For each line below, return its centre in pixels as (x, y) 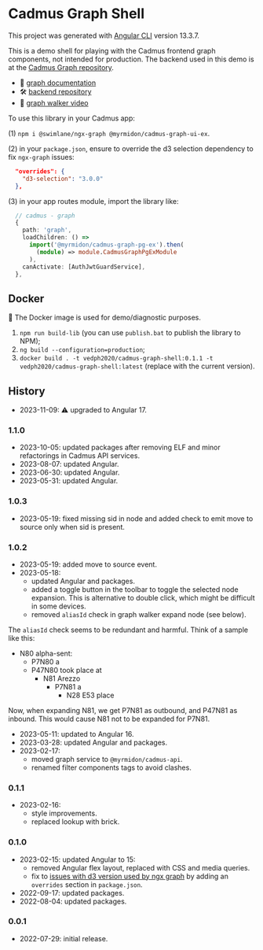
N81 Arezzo (62, 678)
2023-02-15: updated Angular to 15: (77, 859)
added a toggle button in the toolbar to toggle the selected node (135, 589)
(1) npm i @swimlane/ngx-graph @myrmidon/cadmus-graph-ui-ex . (109, 133)
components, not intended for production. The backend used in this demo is (131, 59)
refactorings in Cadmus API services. (79, 456)
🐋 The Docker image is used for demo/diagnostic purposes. (105, 318)
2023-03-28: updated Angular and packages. (93, 742)
